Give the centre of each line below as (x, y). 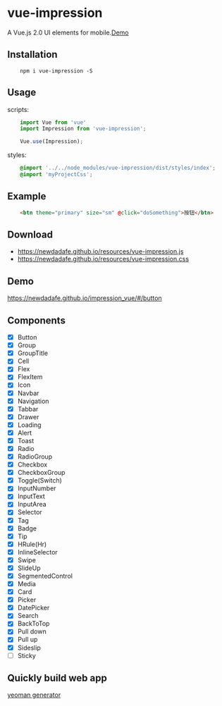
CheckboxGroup (41, 473)
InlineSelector (37, 552)
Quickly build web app (57, 678)
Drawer (28, 416)
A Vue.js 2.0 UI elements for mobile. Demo (68, 32)
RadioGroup (35, 457)
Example (27, 196)
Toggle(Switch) (39, 481)
